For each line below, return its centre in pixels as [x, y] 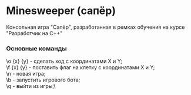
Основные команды [36, 48]
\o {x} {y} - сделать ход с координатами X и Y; [64, 61]
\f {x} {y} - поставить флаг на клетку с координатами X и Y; [81, 67]
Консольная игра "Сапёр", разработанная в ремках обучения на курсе [95, 27]
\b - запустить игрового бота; [43, 80]
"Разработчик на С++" [34, 33]
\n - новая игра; [26, 74]
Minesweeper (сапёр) [61, 11]
